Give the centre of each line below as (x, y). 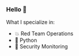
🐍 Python (26, 40)
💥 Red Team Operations (44, 34)
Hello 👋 (17, 9)
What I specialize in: (30, 22)
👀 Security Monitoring (41, 47)
